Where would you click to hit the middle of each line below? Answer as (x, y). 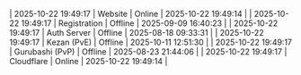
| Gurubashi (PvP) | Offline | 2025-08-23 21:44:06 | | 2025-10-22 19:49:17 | (148, 52)
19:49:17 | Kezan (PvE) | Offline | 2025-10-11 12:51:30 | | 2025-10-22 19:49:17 (151, 42)
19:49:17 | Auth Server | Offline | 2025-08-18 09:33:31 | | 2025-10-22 (137, 33)
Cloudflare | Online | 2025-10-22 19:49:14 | (89, 61)
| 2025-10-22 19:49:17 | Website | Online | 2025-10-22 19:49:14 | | (131, 14)
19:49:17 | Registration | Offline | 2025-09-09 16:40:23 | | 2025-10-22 (150, 23)
